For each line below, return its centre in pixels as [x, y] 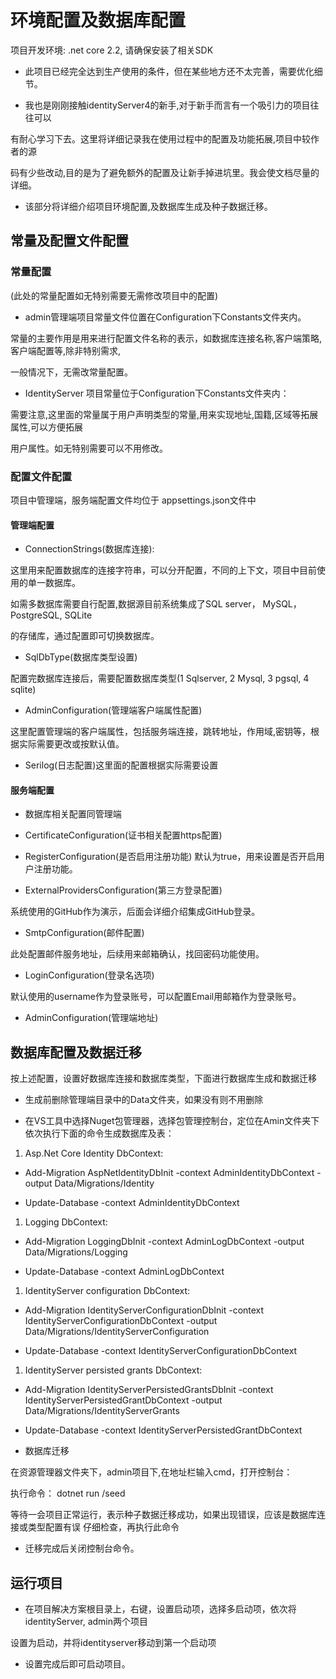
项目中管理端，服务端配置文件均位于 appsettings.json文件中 [133, 500]
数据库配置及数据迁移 [76, 1052]
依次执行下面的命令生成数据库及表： [99, 1133]
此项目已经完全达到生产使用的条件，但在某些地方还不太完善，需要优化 [169, 71]
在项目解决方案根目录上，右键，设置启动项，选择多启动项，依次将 [160, 1608]
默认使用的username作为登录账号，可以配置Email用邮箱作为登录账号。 [156, 997]
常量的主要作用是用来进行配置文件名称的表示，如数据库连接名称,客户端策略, [166, 338]
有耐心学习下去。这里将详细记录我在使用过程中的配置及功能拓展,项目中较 [161, 138]
